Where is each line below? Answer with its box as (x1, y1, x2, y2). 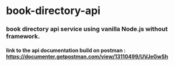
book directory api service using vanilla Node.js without (6, 25, 168, 33)
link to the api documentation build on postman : (6, 47, 126, 54)
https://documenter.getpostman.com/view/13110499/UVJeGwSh (6, 53, 168, 60)
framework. (6, 32, 40, 40)
